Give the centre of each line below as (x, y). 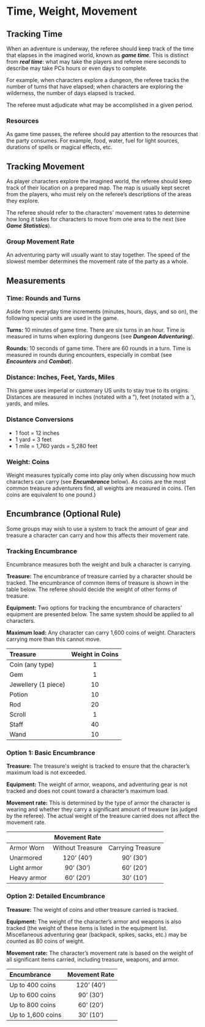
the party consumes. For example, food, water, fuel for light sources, (93, 141)
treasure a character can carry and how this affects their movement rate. (98, 535)
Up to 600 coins (33, 995)
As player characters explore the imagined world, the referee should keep (99, 181)
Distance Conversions (40, 419)
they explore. (23, 201)
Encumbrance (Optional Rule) (64, 514)
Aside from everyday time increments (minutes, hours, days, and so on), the (102, 311)
